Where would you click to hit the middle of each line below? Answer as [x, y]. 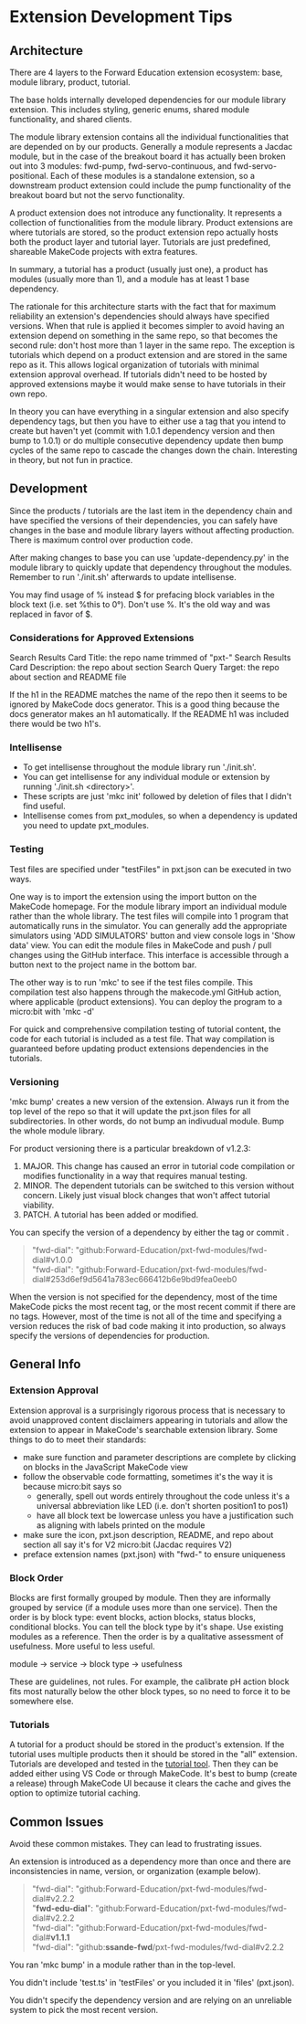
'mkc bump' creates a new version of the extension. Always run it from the [149, 1102]
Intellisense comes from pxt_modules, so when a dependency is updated [160, 816]
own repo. [29, 394]
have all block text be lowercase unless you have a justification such [165, 1515]
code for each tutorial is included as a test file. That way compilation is [142, 1038]
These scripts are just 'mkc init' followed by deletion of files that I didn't [157, 796]
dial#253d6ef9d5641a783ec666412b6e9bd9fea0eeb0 [134, 1279]
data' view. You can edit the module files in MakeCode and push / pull [141, 945]
